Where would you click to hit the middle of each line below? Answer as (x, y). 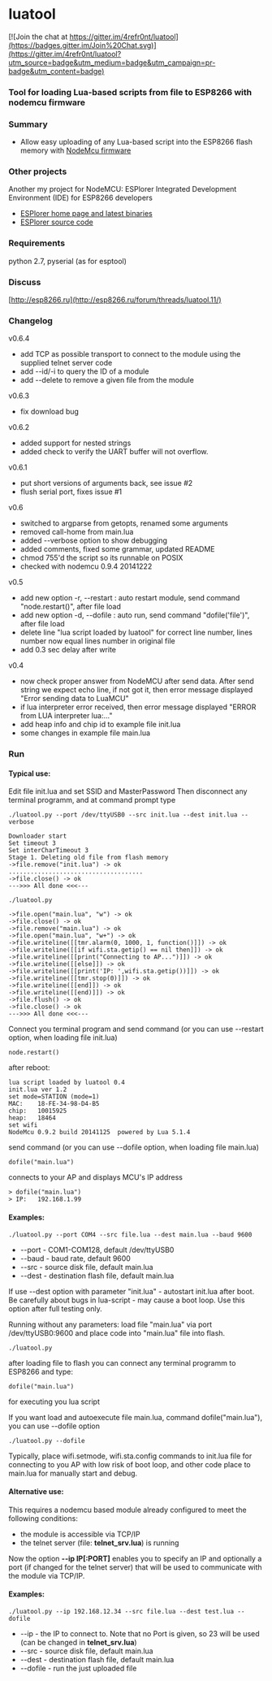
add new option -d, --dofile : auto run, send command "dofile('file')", (135, 615)
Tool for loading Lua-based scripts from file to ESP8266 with (130, 92)
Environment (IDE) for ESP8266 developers (80, 198)
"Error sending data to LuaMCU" (74, 699)
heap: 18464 (32, 1118)
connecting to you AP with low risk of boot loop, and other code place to (130, 1464)
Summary (28, 124)
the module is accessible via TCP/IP (80, 1534)
